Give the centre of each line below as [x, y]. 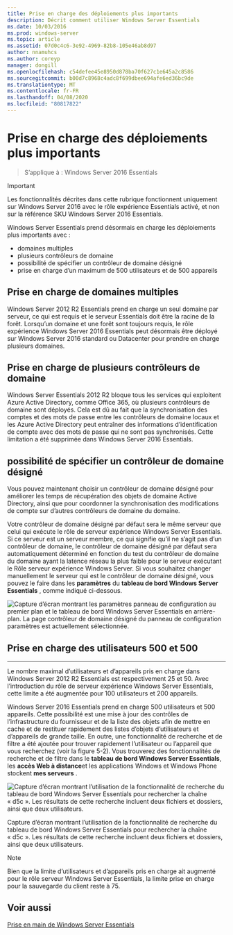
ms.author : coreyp [34, 59]
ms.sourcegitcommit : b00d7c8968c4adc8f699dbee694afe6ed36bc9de [101, 78]
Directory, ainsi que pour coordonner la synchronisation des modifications [113, 503]
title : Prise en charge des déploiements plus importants [93, 14]
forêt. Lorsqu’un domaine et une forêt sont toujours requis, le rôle [101, 323]
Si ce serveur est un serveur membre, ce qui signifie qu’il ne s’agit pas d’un [114, 539]
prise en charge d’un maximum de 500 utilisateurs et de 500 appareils [117, 270]
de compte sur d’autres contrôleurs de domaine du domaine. [94, 511]
